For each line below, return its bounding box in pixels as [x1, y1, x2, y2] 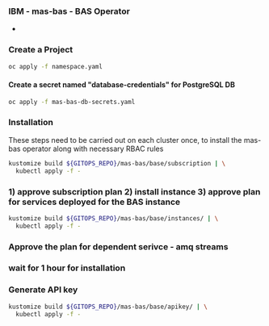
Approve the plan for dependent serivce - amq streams [8, 240, 229, 252]
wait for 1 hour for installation [8, 262, 126, 274]
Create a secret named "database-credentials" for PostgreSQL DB [8, 80, 236, 90]
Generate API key [8, 284, 78, 295]
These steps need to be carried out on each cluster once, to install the [8, 135, 242, 144]
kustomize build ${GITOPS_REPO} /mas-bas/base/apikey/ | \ [8, 303, 208, 311]
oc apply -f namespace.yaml [8, 62, 103, 70]
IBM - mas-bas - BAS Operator [8, 6, 131, 17]
